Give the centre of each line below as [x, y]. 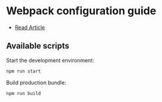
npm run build [24, 93]
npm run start [24, 71]
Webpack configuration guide [81, 11]
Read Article [30, 27]
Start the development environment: [50, 60]
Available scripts [38, 46]
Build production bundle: [36, 82]
